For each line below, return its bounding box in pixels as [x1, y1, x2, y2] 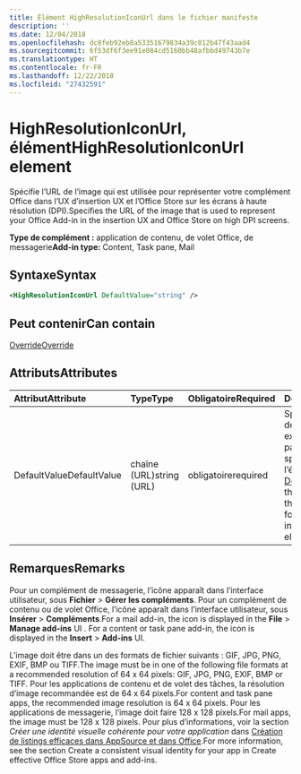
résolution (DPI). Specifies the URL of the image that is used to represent [9, 205, 276, 216]
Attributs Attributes [9, 365, 118, 381]
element [9, 156, 72, 176]
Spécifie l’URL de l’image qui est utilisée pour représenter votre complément [9, 185, 291, 197]
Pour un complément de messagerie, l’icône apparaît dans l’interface [9, 584, 264, 596]
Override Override [9, 340, 74, 350]
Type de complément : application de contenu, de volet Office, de [9, 232, 254, 243]
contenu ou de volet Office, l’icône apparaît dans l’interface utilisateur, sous [9, 604, 288, 615]
